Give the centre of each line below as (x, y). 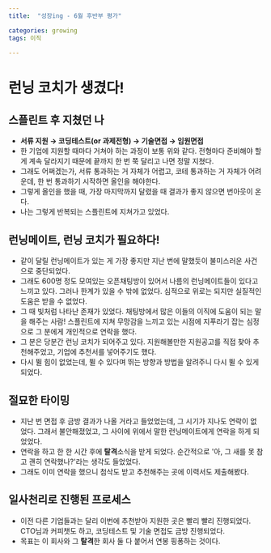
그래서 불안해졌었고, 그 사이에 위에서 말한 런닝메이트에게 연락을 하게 (144, 431)
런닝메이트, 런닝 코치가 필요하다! (84, 240)
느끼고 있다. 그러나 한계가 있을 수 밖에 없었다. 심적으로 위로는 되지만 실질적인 (141, 291)
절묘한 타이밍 (39, 400)
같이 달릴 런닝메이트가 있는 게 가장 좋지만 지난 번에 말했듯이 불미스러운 (131, 261)
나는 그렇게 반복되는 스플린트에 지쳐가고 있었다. (95, 212)
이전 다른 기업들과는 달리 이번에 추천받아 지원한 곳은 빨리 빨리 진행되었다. (135, 521)
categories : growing (43, 30)
